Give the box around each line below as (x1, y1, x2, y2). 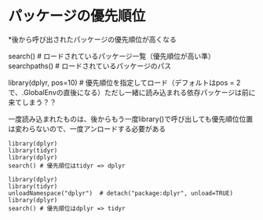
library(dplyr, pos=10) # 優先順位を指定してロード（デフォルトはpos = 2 (8, 78, 241, 87)
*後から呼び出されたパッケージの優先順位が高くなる (8, 35, 177, 44)
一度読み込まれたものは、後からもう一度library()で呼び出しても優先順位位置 (8, 114, 254, 123)
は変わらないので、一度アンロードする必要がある (8, 123, 166, 134)
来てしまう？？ (8, 97, 57, 107)
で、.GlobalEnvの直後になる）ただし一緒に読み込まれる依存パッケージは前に (8, 87, 256, 97)
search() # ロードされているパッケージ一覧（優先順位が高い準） (8, 51, 216, 60)
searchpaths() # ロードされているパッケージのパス (8, 60, 171, 71)
